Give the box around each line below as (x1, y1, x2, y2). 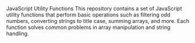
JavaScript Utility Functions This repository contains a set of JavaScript (6, 5, 182, 12)
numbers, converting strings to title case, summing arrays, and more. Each (6, 18, 190, 24)
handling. (6, 30, 29, 37)
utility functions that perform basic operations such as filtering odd (6, 11, 171, 18)
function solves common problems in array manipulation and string (6, 24, 171, 31)
